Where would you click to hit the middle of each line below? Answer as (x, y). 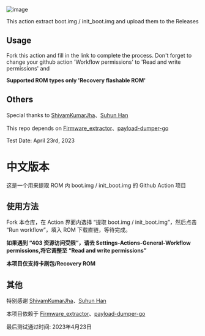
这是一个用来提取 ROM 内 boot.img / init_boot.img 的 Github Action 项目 (96, 185)
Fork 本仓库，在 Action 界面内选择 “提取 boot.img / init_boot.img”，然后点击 (102, 222)
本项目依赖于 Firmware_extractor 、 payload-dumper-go (76, 314)
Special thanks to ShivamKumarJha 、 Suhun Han (67, 115)
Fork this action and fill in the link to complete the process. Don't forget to (99, 55)
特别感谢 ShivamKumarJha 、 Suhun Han (57, 301)
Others (20, 100)
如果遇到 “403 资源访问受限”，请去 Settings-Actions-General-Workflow (99, 243)
